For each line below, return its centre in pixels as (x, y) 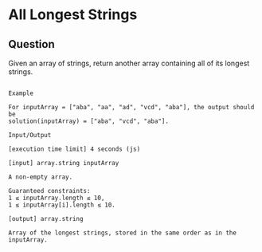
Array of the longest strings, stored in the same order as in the (123, 233)
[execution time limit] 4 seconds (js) (74, 149)
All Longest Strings (73, 15)
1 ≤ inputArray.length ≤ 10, (57, 198)
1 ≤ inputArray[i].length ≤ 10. (62, 205)
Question (31, 44)
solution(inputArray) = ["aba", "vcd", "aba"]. (89, 121)
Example (21, 93)
